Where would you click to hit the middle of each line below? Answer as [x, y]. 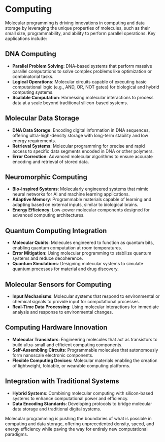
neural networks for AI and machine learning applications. [71, 194]
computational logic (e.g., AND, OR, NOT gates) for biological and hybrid [86, 87]
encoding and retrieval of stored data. [50, 161]
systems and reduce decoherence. [48, 258]
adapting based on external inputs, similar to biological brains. [75, 205]
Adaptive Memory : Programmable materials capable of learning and [82, 200]
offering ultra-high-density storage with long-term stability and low [80, 135]
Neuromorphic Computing [46, 177]
